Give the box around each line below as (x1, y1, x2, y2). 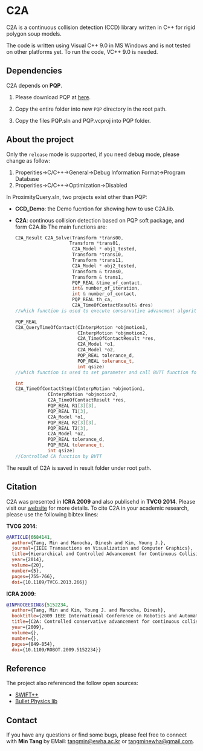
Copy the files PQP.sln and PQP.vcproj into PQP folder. (14, 117, 151, 124)
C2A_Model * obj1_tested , (72, 246, 137, 252)
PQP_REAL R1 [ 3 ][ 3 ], (47, 403, 97, 409)
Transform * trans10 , (72, 252, 124, 258)
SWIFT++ (14, 691, 39, 698)
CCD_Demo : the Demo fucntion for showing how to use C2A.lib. (14, 205, 175, 212)
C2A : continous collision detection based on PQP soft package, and (14, 216, 184, 224)
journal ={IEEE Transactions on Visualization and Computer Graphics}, (11, 545, 193, 551)
